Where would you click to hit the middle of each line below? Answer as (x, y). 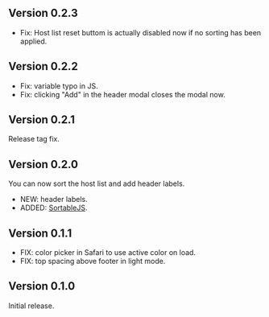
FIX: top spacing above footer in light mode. (93, 261)
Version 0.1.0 (42, 286)
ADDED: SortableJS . (54, 208)
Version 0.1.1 (40, 233)
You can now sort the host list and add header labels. (97, 183)
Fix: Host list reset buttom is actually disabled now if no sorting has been (141, 32)
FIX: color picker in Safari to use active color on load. (108, 253)
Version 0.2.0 (43, 164)
